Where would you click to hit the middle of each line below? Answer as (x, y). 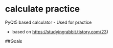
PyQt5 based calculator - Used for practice (48, 22)
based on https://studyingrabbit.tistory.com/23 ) (60, 32)
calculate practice (43, 9)
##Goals (14, 41)
